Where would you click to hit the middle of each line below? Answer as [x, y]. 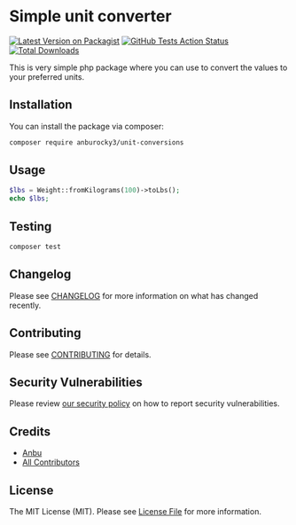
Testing [31, 227]
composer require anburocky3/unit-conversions [97, 142]
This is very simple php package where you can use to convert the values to [148, 67]
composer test [35, 247]
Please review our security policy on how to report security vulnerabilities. [144, 404]
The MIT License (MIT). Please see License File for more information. [135, 511]
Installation [41, 105]
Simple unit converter [90, 16]
